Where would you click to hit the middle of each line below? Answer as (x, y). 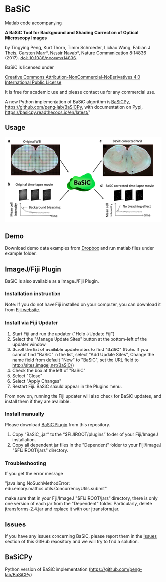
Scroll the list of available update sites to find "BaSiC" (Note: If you (80, 349)
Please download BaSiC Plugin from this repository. (58, 424)
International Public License (33, 82)
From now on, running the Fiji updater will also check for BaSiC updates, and (83, 396)
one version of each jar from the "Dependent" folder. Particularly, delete (79, 504)
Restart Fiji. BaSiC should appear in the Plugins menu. (67, 386)
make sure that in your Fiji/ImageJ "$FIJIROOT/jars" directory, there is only (81, 498)
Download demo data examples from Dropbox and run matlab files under (80, 248)
